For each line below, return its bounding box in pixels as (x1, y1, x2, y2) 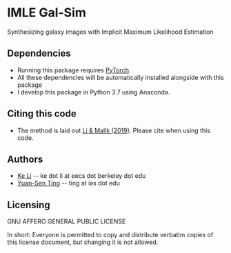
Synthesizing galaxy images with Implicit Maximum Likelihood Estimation (7, 28, 214, 36)
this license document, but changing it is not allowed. (7, 238, 159, 246)
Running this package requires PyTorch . (17, 65, 131, 74)
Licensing (7, 199, 50, 211)
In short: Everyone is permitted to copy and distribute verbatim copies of (7, 231, 214, 239)
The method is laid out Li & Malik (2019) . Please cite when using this (17, 126, 211, 134)
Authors (7, 153, 43, 165)
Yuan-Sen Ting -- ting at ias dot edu (17, 179, 121, 188)
